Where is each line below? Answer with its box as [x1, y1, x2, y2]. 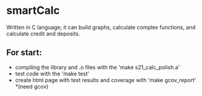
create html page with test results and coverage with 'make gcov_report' [15, 76, 197, 83]
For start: [6, 48, 42, 58]
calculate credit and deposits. [6, 30, 81, 37]
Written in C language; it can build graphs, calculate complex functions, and [6, 24, 196, 31]
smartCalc [6, 4, 60, 18]
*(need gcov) [15, 83, 49, 90]
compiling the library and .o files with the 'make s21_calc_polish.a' [15, 63, 180, 71]
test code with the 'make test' [15, 70, 90, 77]
